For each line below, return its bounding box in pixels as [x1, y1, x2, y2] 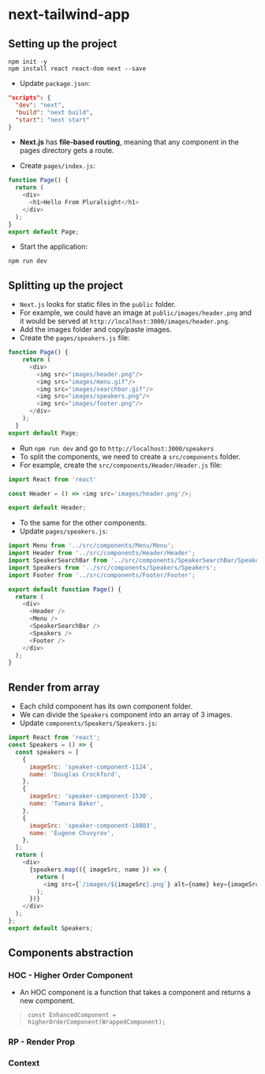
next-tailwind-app [8, 6, 130, 24]
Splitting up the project [8, 279, 124, 292]
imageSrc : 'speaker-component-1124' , [28, 763, 154, 771]
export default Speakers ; [8, 924, 93, 932]
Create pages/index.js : [19, 161, 96, 170]
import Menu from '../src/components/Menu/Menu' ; [8, 542, 175, 550]
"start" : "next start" [15, 116, 90, 124]
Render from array [8, 680, 100, 694]
